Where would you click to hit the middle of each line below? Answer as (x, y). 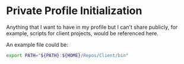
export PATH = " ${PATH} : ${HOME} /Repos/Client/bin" (67, 55)
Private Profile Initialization (74, 11)
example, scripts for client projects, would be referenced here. (83, 33)
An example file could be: (37, 45)
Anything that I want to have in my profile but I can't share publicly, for (92, 27)
